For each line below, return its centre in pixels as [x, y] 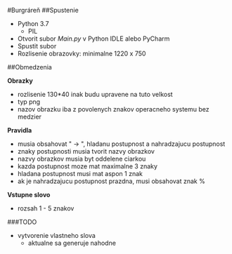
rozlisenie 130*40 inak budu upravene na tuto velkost [95, 94]
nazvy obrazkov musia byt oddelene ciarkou [82, 159]
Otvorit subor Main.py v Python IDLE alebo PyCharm [94, 39]
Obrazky [20, 81]
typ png [29, 102]
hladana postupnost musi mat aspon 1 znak [80, 174]
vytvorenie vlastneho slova [57, 235]
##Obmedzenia [30, 67]
